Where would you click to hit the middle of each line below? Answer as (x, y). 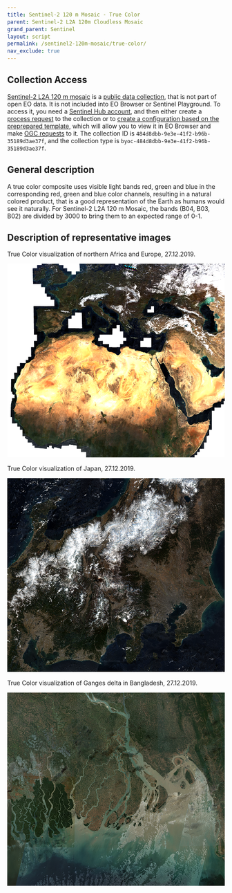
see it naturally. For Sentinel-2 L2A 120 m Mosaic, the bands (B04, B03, (109, 208)
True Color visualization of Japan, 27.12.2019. (71, 468)
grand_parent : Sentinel (41, 29)
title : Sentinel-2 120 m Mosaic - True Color (74, 15)
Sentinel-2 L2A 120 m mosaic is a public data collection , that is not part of (112, 96)
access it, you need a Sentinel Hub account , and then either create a (105, 111)
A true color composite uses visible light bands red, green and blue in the (111, 186)
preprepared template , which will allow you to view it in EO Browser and (109, 126)
